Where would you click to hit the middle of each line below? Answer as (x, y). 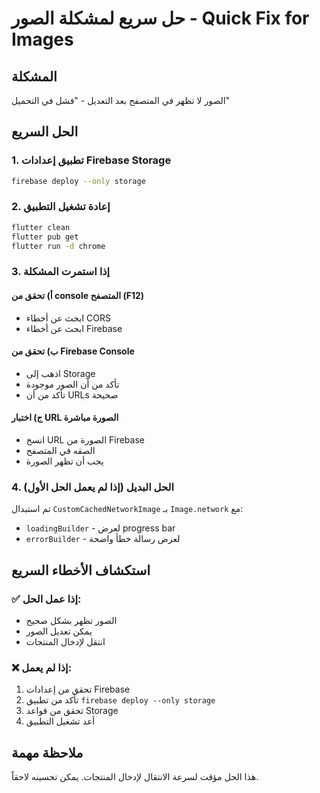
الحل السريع (45, 132)
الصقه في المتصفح (60, 451)
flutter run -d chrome (58, 246)
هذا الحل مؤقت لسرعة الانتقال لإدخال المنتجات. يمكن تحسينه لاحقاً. (135, 777)
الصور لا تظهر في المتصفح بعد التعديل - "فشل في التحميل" (121, 100)
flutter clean (41, 227)
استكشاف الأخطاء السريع (81, 570)
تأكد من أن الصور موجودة (72, 384)
